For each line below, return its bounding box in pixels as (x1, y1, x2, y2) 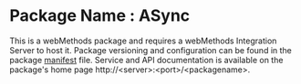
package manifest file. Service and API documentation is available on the (9, 54, 284, 65)
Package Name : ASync (9, 5, 191, 26)
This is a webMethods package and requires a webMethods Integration (9, 35, 277, 46)
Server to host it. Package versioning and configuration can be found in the (9, 44, 292, 55)
